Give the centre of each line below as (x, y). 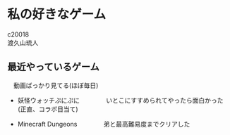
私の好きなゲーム (57, 14)
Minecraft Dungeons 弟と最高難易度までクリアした (104, 124)
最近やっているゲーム (54, 67)
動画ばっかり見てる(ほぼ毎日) (56, 85)
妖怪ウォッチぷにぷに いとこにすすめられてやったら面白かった (120, 100)
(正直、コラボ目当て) (48, 109)
